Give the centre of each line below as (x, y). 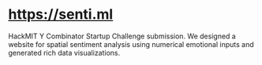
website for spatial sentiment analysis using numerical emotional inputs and (131, 44)
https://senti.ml (61, 14)
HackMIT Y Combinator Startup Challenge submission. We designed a (122, 36)
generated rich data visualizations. (64, 52)
